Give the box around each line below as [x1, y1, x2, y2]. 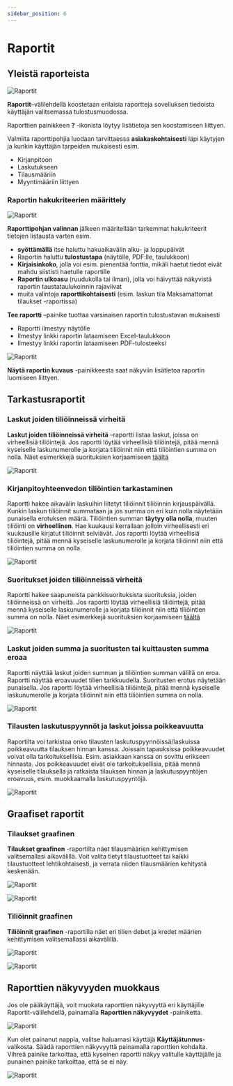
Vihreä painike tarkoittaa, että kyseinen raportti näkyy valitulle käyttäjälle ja [7, 1050, 221, 1058]
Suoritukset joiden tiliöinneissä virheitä [7, 575, 143, 585]
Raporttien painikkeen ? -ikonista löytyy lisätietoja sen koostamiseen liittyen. [7, 121, 226, 129]
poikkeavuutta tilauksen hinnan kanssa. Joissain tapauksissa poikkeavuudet [7, 744, 225, 753]
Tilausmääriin [17, 170, 56, 179]
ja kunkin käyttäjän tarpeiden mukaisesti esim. [7, 142, 140, 150]
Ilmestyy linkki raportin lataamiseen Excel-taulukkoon [17, 331, 170, 340]
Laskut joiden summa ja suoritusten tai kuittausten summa [7, 644, 209, 654]
